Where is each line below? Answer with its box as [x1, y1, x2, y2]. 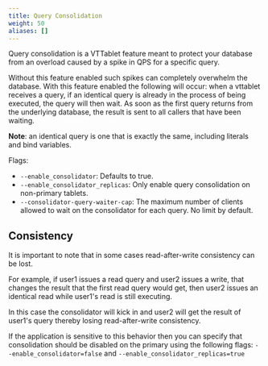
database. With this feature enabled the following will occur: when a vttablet [8, 81, 261, 91]
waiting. [8, 116, 35, 126]
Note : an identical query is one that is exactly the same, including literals [8, 131, 249, 141]
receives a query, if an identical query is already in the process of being [8, 90, 246, 100]
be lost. [8, 259, 34, 268]
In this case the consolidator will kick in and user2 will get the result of [8, 307, 241, 317]
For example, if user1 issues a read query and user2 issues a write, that [8, 275, 245, 285]
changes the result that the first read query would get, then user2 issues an [8, 283, 259, 293]
